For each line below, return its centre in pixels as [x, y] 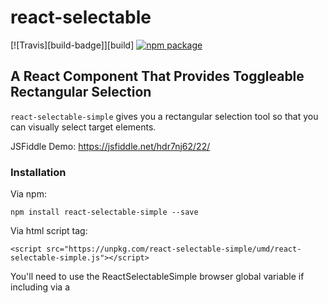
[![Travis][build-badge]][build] [72, 45]
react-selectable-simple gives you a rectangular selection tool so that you [164, 116]
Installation [38, 172]
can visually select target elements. [83, 127]
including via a [40, 287]
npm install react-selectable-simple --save [104, 212]
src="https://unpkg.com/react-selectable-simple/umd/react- [174, 249]
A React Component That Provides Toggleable [157, 76]
